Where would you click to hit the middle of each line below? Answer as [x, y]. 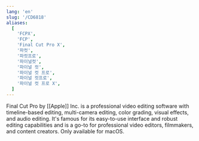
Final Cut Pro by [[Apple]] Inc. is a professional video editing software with [98, 106]
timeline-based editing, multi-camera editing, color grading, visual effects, [98, 112]
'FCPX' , [26, 34]
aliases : [17, 23]
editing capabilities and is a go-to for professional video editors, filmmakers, [100, 125]
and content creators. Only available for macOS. [65, 131]
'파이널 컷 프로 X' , [39, 84]
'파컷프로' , [29, 56]
